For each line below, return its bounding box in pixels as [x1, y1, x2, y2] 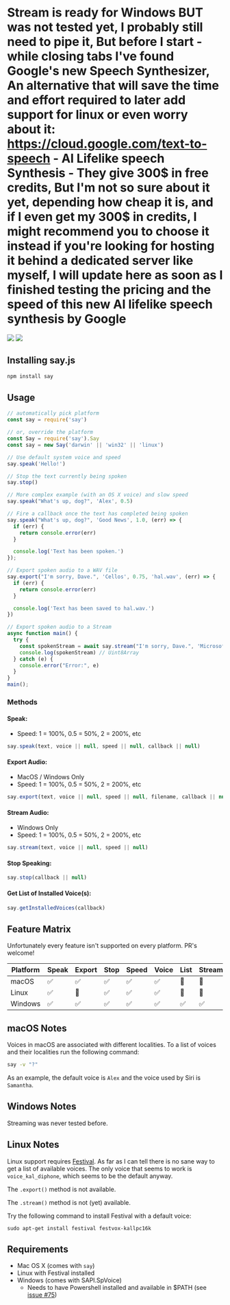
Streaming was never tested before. [7, 1119, 108, 1127]
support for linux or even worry [7, 107, 188, 123]
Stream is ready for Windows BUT [7, 5, 204, 21]
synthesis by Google [7, 311, 127, 327]
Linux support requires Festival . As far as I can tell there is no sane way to [7, 1157, 216, 1165]
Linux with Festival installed [16, 1269, 95, 1278]
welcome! [7, 949, 35, 957]
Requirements [7, 1243, 68, 1255]
